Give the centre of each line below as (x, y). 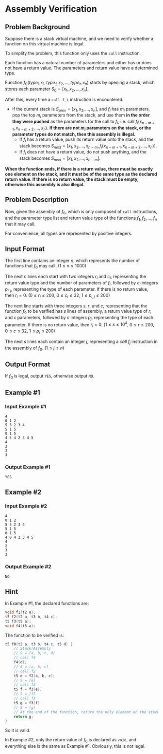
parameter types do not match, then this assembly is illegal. (74, 134)
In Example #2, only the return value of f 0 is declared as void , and (71, 740)
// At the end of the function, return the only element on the (80, 712)
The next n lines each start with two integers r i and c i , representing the (76, 277)
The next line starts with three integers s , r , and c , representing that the (76, 306)
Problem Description (37, 200)
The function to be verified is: (34, 635)
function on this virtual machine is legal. (45, 44)
